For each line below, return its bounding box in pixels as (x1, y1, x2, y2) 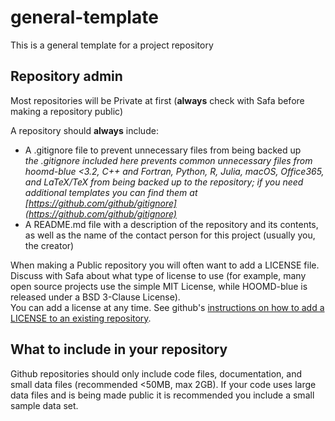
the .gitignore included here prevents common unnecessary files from (24, 154, 313, 166)
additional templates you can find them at (24, 186, 198, 198)
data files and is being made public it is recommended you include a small (10, 389, 315, 401)
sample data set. (10, 399, 79, 411)
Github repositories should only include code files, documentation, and (10, 367, 303, 380)
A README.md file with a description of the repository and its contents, (24, 218, 319, 230)
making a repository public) (10, 105, 124, 117)
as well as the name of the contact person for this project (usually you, (24, 229, 316, 241)
